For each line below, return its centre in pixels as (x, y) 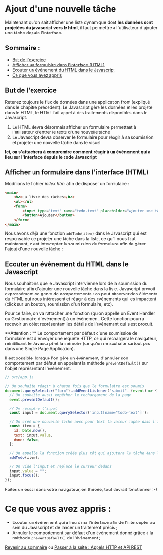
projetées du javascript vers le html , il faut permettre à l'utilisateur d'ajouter (81, 27)
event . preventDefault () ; (34, 400)
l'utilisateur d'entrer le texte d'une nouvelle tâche (61, 132)
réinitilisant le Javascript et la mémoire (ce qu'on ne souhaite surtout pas (78, 343)
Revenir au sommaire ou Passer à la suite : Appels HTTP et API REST (73, 547)
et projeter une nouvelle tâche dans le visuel (56, 142)
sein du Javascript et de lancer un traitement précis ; (65, 527)
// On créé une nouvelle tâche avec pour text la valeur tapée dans (80, 422)
